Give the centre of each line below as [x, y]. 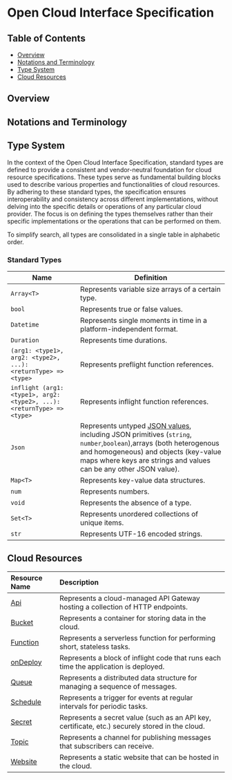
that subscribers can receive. [107, 746]
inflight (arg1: [37, 388]
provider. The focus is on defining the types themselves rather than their [110, 214]
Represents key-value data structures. [143, 480]
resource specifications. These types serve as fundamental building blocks [114, 177]
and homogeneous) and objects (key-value [151, 452]
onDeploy [26, 662]
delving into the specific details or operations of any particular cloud [104, 206]
